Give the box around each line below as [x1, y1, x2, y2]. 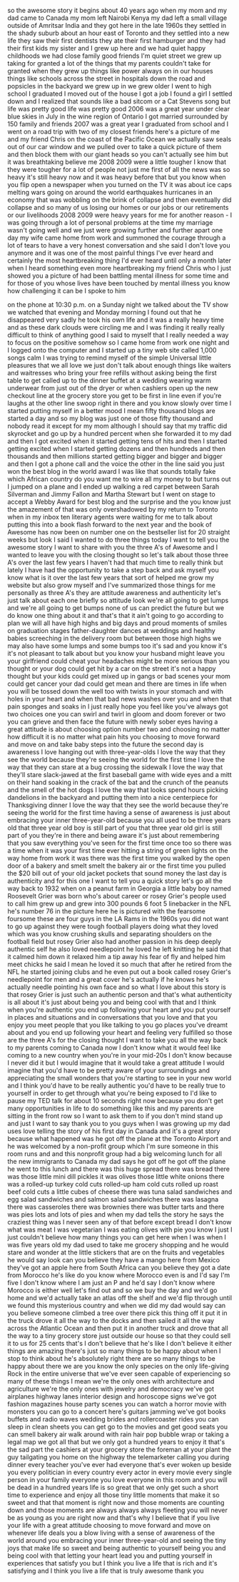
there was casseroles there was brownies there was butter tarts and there [7, 1202, 225, 1211]
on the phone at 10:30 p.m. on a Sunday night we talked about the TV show [7, 300, 229, 309]
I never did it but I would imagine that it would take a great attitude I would [7, 1059, 225, 1067]
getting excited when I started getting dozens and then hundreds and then [7, 445, 226, 452]
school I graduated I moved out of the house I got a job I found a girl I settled [7, 89, 233, 98]
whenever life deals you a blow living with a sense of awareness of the [7, 1528, 215, 1537]
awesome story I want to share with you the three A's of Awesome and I [7, 543, 218, 552]
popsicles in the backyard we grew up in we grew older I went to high [7, 82, 212, 90]
